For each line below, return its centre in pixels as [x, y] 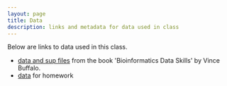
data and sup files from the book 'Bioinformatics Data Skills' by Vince [118, 61]
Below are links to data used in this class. [67, 47]
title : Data [25, 20]
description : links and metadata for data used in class [93, 27]
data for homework [45, 75]
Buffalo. [29, 68]
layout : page [27, 14]
